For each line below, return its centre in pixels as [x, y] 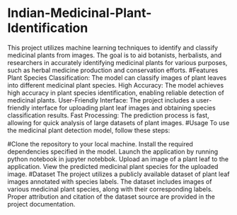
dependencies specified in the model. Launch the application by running [112, 151]
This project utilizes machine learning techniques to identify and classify [112, 47]
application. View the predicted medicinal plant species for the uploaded [113, 166]
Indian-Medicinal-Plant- [80, 13]
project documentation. [41, 204]
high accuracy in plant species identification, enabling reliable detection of [116, 93]
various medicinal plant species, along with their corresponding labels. [110, 189]
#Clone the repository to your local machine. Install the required [100, 144]
